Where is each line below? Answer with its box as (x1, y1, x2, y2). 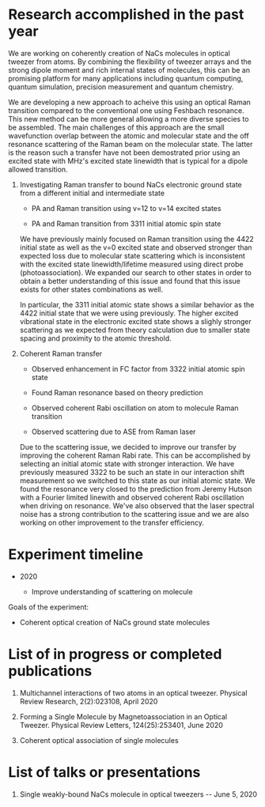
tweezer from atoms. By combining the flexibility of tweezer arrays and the (8, 57, 252, 66)
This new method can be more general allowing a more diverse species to (8, 114, 249, 123)
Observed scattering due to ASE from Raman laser (31, 427, 196, 436)
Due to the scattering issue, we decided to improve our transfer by (19, 442, 237, 451)
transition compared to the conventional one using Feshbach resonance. (8, 105, 244, 115)
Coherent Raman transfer (19, 349, 103, 358)
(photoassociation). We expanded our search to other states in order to (19, 267, 252, 277)
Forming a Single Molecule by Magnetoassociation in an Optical (19, 711, 228, 721)
